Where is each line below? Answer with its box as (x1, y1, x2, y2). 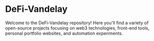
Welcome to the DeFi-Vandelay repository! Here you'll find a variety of (5, 20, 149, 26)
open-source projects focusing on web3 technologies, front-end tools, (5, 25, 150, 31)
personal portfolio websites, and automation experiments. (5, 30, 123, 36)
